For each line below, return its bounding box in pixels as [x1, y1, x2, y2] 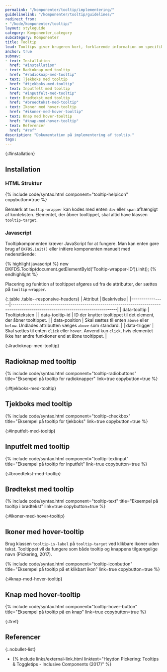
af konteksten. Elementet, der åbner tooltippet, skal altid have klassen [5, 211, 148, 217]
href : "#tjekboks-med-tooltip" [9, 81, 75, 86]
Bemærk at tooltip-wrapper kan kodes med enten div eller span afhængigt [5, 206, 158, 212]
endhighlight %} [5, 271, 38, 277]
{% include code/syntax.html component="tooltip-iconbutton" [5, 561, 133, 567]
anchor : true [5, 49, 32, 54]
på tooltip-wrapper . [5, 286, 46, 292]
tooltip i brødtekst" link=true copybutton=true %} [5, 504, 106, 510]
